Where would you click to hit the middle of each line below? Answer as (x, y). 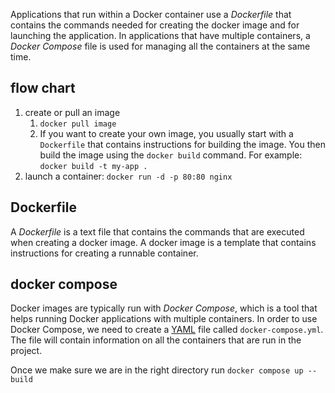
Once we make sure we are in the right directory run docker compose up (157, 370)
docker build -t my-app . (93, 166)
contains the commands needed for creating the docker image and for (155, 25)
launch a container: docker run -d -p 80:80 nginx (128, 176)
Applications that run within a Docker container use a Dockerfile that (151, 14)
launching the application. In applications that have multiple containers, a (160, 35)
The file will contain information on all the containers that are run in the (156, 340)
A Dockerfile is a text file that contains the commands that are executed (157, 231)
